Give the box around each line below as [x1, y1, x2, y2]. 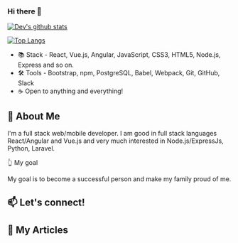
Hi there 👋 [7, 6, 43, 16]
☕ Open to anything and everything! [17, 87, 124, 95]
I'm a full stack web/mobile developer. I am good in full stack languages [7, 129, 217, 138]
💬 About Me [7, 110, 60, 122]
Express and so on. [17, 60, 75, 70]
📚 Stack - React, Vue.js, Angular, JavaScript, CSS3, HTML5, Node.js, [17, 50, 221, 59]
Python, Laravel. [7, 144, 55, 153]
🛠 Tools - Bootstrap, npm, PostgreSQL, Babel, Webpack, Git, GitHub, [17, 69, 220, 77]
